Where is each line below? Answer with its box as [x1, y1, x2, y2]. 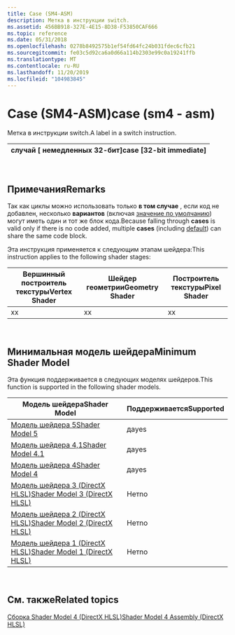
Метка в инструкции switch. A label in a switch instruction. [7, 129, 177, 137]
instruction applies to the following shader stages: [7, 253, 152, 261]
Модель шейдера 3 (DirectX [10, 480, 106, 490]
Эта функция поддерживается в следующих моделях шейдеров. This [7, 375, 213, 383]
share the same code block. [7, 232, 87, 240]
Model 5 [10, 428, 38, 438]
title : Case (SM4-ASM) [7, 10, 73, 18]
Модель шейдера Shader [22, 399, 108, 409]
